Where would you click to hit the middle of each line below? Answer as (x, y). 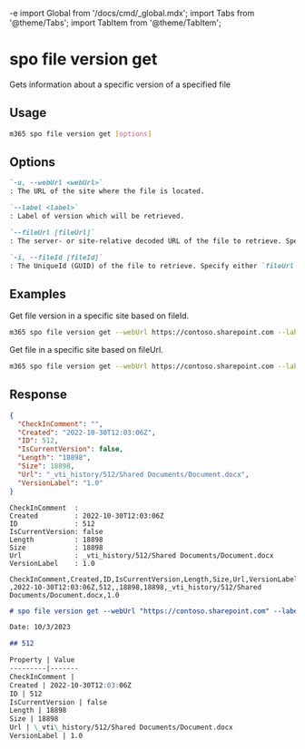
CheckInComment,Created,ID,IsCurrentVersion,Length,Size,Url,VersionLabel (154, 579)
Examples (38, 294)
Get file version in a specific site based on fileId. (99, 316)
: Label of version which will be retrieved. (97, 217)
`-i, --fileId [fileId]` (56, 258)
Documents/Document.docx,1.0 (64, 595)
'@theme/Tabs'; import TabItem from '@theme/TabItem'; (115, 23)
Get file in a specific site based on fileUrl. (86, 350)
